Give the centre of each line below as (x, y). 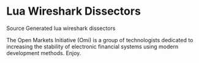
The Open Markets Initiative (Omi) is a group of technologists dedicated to (100, 40)
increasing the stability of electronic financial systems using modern (92, 46)
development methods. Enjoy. (44, 53)
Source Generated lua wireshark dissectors (61, 28)
